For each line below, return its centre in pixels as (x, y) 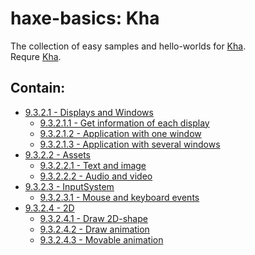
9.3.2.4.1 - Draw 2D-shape (93, 218)
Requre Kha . (36, 56)
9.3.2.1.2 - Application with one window (120, 133)
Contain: (38, 88)
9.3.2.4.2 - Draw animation (94, 229)
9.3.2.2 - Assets (58, 154)
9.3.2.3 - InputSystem (69, 186)
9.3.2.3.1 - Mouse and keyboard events (119, 197)
